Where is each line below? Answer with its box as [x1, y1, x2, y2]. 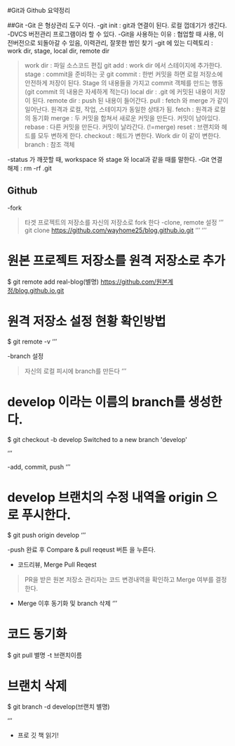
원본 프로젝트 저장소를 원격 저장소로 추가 [7, 253, 226, 269]
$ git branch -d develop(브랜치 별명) [7, 702, 110, 711]
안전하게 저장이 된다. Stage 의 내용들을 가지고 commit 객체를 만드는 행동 [24, 79, 224, 87]
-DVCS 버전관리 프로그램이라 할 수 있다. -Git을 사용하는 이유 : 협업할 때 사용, [7, 30, 217, 38]
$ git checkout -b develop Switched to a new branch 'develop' [7, 435, 187, 443]
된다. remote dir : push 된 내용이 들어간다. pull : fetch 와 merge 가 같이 [32, 96, 229, 104]
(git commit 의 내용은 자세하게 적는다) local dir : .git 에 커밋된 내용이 [24, 87, 213, 96]
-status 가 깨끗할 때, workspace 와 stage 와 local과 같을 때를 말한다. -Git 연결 [7, 156, 223, 163]
